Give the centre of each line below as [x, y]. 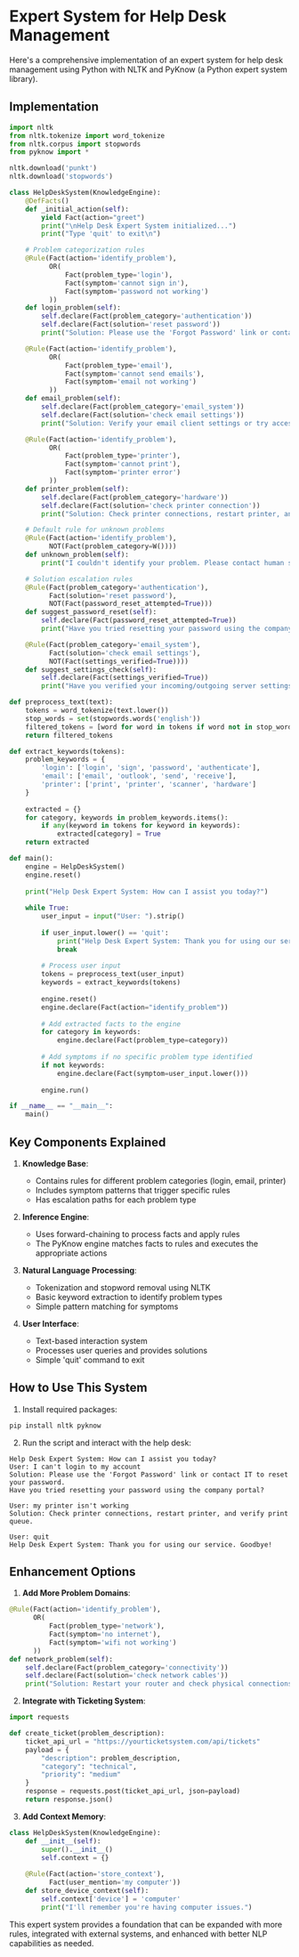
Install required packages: [69, 1409]
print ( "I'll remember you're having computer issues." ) [147, 1907]
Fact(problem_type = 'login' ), [119, 275]
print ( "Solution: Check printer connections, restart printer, [161, 514]
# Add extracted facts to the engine [111, 1024]
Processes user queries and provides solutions [121, 1350]
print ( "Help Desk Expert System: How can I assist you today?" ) [147, 892]
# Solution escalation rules [79, 579]
